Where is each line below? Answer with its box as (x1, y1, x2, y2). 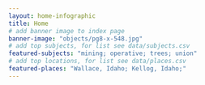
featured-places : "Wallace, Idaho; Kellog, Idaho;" (8, 65, 186, 73)
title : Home (8, 19, 49, 28)
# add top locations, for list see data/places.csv (8, 57, 186, 66)
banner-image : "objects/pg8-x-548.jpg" (8, 34, 143, 43)
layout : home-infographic (8, 11, 96, 20)
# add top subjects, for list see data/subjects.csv (8, 42, 190, 50)
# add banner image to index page (8, 27, 126, 35)
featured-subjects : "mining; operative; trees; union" (8, 49, 198, 57)
